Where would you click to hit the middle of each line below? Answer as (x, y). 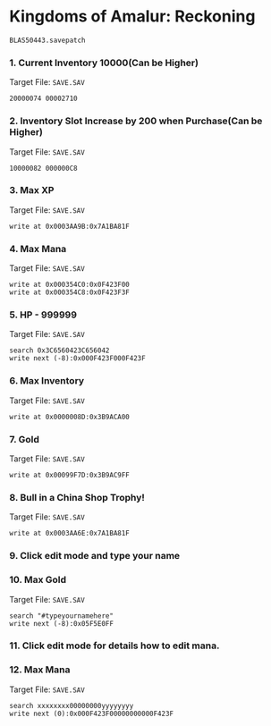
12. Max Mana (40, 670)
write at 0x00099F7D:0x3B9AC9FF (69, 476)
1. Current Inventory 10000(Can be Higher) (104, 63)
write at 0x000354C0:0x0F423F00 (69, 285)
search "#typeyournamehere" (62, 616)
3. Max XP (32, 190)
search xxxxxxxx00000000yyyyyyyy (72, 705)
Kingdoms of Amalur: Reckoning (132, 17)
